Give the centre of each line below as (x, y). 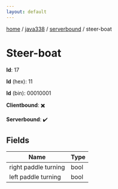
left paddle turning (35, 177)
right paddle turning (37, 167)
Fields (18, 140)
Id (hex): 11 (19, 81)
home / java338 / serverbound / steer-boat (59, 29)
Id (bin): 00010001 (29, 93)
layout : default (26, 12)
